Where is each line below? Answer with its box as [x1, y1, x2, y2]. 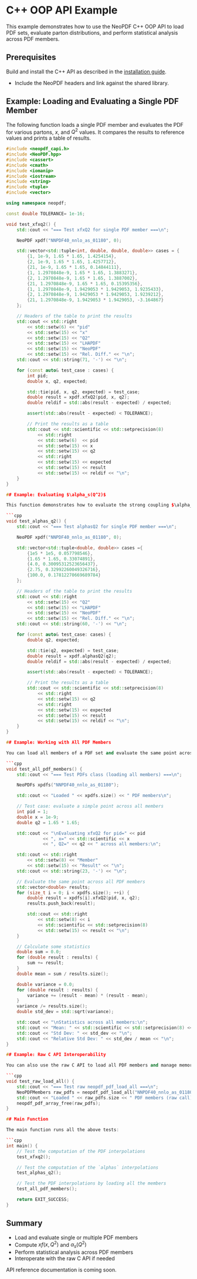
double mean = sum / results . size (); [16, 971, 109, 977]
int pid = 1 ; [16, 809, 49, 815]
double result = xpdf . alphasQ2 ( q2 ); [27, 653, 117, 659]
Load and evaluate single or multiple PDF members [14, 1234, 138, 1241]
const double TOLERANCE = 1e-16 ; [6, 211, 85, 217]
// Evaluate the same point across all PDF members [16, 879, 145, 885]
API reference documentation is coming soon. [6, 1266, 117, 1274]
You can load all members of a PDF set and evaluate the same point [6, 750, 177, 756]
